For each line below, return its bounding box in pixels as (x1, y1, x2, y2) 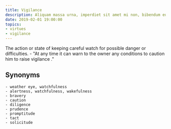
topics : (5, 21, 22, 27)
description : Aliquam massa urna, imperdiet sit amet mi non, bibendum (5, 12, 160, 17)
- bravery (5, 93, 26, 98)
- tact (5, 115, 19, 120)
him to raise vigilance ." (5, 56, 54, 62)
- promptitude (5, 111, 36, 116)
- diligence (5, 102, 31, 107)
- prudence (5, 107, 28, 112)
